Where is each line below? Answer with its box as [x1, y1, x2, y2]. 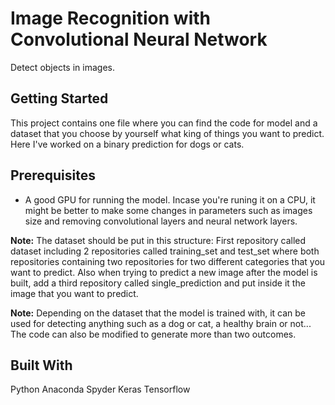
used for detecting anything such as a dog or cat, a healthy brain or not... [10, 317, 312, 329]
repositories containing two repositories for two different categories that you [10, 255, 326, 267]
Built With [10, 357, 73, 374]
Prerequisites [10, 167, 96, 184]
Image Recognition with [10, 7, 211, 30]
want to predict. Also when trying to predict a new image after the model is [10, 266, 318, 278]
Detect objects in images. [10, 61, 115, 73]
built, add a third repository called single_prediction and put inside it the [10, 277, 306, 289]
